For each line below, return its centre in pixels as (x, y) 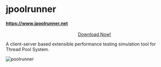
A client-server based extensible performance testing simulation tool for (81, 44)
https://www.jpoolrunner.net (37, 23)
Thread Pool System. (28, 49)
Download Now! (94, 34)
